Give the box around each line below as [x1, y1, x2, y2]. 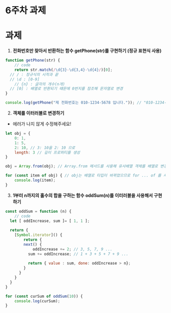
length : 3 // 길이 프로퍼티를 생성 [14, 150, 80, 155]
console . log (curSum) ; [14, 298, 60, 303]
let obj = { [5, 131, 31, 136]
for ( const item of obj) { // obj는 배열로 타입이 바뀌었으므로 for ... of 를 [5, 173, 161, 178]
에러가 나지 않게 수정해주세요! [12, 121, 72, 127]
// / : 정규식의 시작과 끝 [10, 72, 59, 77]
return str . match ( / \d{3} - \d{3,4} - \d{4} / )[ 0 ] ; [14, 67, 113, 72]
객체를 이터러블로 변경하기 [12, 110, 65, 116]
